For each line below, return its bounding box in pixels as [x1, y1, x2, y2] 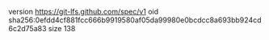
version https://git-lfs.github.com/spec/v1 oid [8, 7, 159, 16]
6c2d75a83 [8, 24, 47, 33]
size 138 [48, 24, 76, 33]
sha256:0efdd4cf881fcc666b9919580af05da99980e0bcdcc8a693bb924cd [8, 15, 262, 25]
